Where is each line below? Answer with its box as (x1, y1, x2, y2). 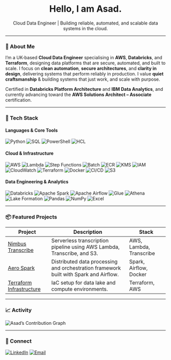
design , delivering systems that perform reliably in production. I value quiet (5, 71, 164, 77)
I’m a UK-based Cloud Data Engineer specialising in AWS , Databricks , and (5, 55, 163, 61)
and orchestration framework (51, 265, 121, 272)
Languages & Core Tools (5, 127, 58, 133)
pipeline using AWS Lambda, (51, 244, 120, 251)
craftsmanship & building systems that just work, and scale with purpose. (5, 76, 160, 82)
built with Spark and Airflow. (51, 271, 119, 278)
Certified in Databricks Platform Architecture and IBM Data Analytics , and (5, 86, 163, 92)
